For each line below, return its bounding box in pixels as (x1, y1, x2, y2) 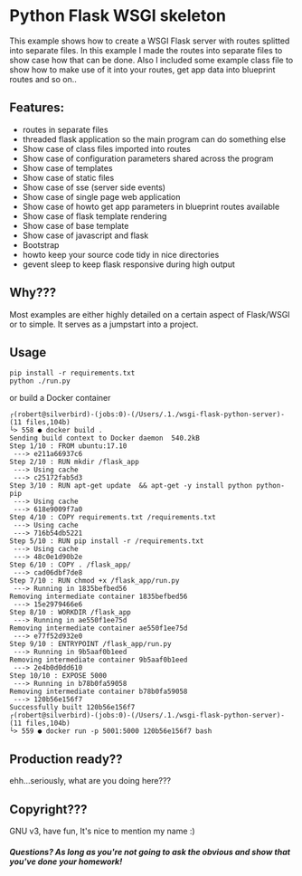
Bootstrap (22, 239, 60, 250)
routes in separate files (22, 124, 109, 135)
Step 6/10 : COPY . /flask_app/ (9, 560, 131, 570)
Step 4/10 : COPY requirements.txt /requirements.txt (9, 513, 217, 522)
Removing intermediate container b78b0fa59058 (9, 687, 188, 697)
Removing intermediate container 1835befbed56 (9, 592, 188, 602)
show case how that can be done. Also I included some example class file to (9, 54, 294, 65)
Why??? (9, 285, 57, 300)
